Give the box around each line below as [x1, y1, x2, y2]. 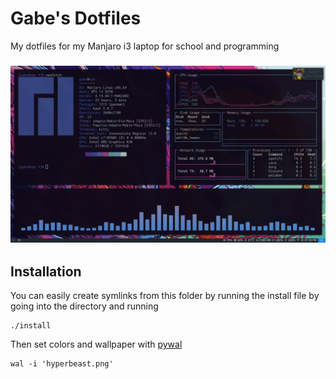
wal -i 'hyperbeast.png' [10, 359, 114, 369]
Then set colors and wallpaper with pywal [10, 338, 183, 351]
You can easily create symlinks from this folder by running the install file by [10, 290, 320, 302]
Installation [10, 263, 82, 280]
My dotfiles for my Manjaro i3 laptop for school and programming [10, 40, 280, 52]
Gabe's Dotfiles [10, 7, 142, 30]
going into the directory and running [10, 300, 159, 312]
